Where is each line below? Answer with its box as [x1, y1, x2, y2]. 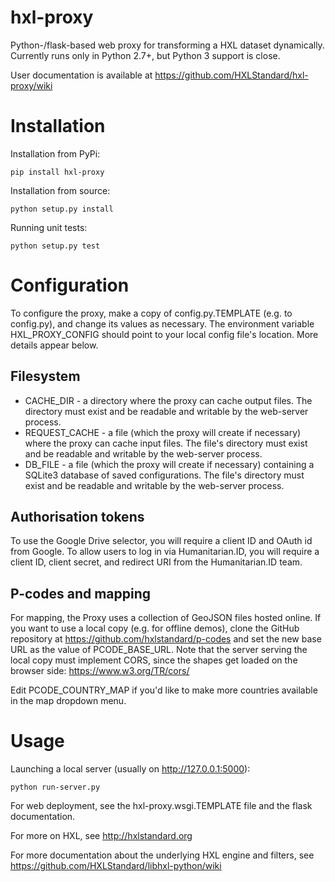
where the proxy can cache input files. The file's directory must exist [24, 437, 308, 449]
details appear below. [10, 339, 99, 351]
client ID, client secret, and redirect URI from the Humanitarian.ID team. [10, 556, 303, 568]
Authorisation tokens [10, 509, 145, 526]
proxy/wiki [10, 79, 53, 91]
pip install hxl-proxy [10, 167, 105, 177]
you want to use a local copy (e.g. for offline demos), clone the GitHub [10, 622, 300, 635]
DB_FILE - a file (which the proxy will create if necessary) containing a [24, 458, 315, 470]
